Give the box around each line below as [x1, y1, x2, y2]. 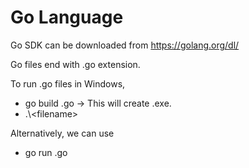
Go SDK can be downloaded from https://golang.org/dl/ [10, 39, 240, 51]
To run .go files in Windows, [10, 77, 126, 90]
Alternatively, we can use [10, 127, 115, 139]
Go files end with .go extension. [10, 58, 141, 70]
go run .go [24, 146, 68, 158]
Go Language [10, 6, 124, 29]
